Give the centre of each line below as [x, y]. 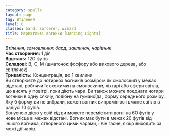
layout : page [19, 15]
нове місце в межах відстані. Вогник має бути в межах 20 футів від [79, 118]
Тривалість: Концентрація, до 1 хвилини [49, 75]
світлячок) [16, 70]
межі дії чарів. [21, 129]
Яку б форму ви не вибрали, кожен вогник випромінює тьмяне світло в [83, 102]
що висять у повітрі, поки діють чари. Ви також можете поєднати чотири [84, 91]
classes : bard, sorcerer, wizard [41, 29]
